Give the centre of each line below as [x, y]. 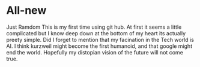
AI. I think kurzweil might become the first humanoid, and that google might [99, 46]
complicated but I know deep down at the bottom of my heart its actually [96, 33]
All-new [26, 10]
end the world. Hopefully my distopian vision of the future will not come [95, 52]
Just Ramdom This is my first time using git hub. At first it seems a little [94, 27]
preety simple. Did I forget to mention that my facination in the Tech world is [100, 39]
